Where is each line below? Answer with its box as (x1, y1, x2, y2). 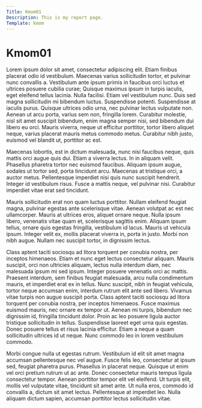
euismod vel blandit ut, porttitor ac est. (6, 136, 102, 144)
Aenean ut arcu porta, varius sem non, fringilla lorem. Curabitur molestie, (6, 111, 187, 118)
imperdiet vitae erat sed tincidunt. (6, 186, 90, 194)
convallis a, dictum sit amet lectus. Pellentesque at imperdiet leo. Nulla (6, 389, 181, 396)
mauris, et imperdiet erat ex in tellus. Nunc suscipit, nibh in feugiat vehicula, (6, 281, 194, 288)
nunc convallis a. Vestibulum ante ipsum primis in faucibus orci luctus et (6, 79, 185, 86)
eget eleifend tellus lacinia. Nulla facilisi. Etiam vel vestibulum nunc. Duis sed (6, 92, 196, 99)
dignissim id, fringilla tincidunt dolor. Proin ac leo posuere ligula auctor (6, 313, 180, 320)
